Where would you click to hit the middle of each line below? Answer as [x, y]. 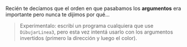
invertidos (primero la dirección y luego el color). [79, 38]
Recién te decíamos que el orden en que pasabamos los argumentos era [93, 8]
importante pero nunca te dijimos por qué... [58, 15]
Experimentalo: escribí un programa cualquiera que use [86, 26]
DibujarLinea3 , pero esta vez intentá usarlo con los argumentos [96, 32]
